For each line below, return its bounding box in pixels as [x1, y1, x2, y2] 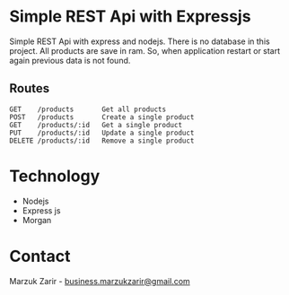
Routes [9, 81, 50, 96]
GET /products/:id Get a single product [9, 120, 182, 129]
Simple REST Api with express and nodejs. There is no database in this [9, 36, 271, 47]
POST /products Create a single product [9, 112, 195, 122]
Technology [9, 166, 101, 186]
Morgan [22, 214, 52, 225]
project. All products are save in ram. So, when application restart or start [9, 45, 281, 56]
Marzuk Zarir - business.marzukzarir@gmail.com [9, 275, 190, 286]
